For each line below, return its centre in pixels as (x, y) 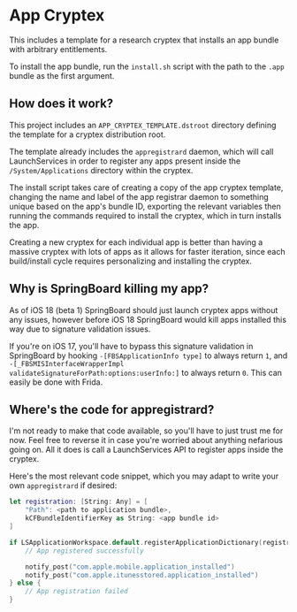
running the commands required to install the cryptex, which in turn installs (145, 215)
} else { (25, 583)
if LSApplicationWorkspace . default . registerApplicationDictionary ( (136, 542)
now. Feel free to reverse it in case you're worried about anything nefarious (146, 440)
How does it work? (61, 104)
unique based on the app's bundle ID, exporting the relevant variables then (145, 206)
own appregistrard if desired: (63, 486)
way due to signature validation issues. (80, 329)
